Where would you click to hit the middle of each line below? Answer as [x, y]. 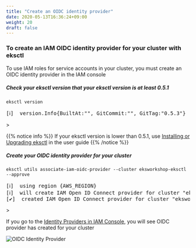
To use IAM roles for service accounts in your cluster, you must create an [94, 68]
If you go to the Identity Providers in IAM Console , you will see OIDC [88, 222]
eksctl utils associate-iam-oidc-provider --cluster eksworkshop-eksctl [96, 170]
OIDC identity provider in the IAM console [56, 74]
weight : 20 [19, 22]
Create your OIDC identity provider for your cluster [69, 156]
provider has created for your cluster [50, 228]
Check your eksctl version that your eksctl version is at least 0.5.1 [87, 88]
